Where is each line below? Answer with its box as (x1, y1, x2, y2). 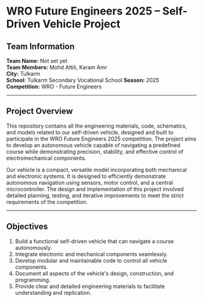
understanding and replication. (14, 289, 92, 296)
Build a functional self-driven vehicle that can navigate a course (14, 237, 174, 245)
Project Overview (6, 106, 73, 116)
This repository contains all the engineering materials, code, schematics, (6, 122, 187, 130)
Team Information (6, 41, 75, 51)
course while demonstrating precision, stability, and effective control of (6, 148, 184, 155)
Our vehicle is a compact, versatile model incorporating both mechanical (6, 166, 187, 173)
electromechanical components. (6, 154, 86, 162)
